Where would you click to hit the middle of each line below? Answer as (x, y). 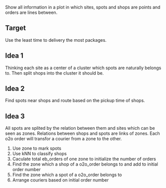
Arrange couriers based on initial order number (60, 180)
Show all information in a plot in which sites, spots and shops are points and (83, 7)
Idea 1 (14, 56)
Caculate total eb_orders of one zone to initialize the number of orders (84, 159)
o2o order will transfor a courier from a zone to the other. (64, 139)
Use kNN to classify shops (40, 154)
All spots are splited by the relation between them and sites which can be (80, 128)
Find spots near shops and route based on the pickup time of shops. (75, 100)
